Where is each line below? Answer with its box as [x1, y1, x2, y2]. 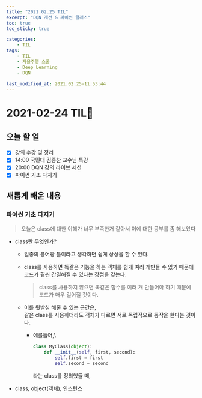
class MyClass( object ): [32, 343, 93, 350]
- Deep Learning [17, 64, 58, 70]
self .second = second [54, 360, 109, 366]
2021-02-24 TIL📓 [6, 106, 94, 120]
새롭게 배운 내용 [6, 190, 61, 201]
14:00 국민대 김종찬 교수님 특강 [14, 157, 88, 164]
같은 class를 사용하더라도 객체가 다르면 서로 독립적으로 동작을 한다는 [23, 312, 185, 319]
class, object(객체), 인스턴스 [14, 385, 83, 392]
